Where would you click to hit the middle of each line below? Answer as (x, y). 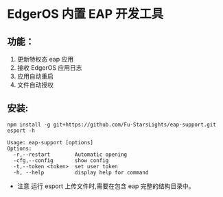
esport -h (21, 131)
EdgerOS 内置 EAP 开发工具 (85, 14)
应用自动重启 (35, 76)
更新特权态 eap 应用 (45, 59)
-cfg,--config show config (61, 160)
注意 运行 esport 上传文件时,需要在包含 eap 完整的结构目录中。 (106, 186)
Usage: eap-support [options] (50, 142)
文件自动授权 (35, 85)
